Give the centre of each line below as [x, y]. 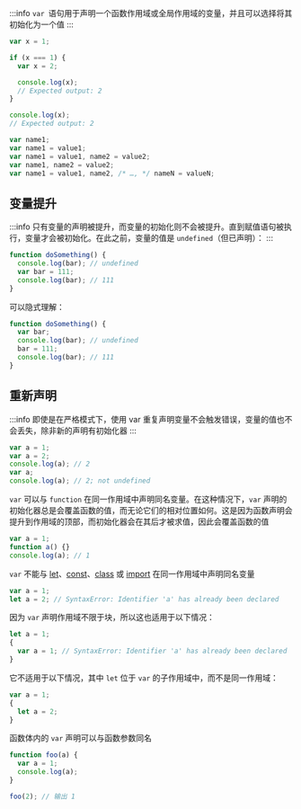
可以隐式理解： [37, 307]
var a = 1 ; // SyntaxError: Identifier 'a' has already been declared [152, 651]
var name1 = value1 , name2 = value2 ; [80, 156]
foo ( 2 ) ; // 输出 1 [42, 796]
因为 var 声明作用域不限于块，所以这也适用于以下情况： [112, 618]
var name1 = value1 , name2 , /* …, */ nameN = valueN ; [112, 173]
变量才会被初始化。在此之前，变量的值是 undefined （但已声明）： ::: [149, 238]
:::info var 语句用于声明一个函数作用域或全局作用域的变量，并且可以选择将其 [151, 13]
